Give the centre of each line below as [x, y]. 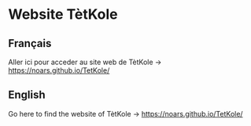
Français [30, 43]
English [27, 95]
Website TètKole [63, 14]
